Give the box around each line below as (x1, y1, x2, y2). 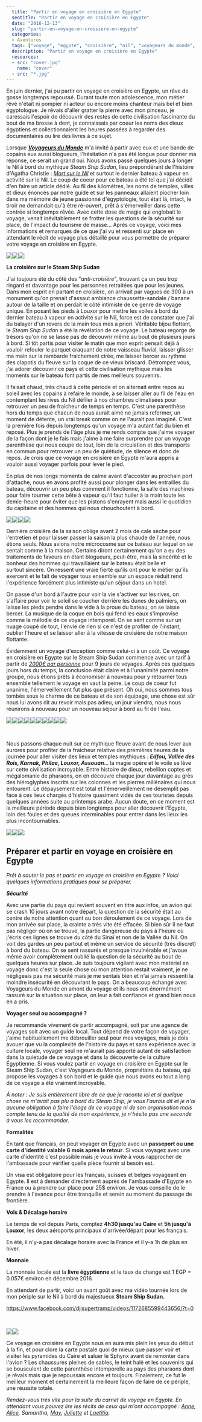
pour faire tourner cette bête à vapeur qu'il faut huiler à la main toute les (6, 491, 185, 499)
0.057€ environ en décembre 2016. (6, 1275, 93, 1282)
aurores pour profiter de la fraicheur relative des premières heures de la (6, 747, 185, 754)
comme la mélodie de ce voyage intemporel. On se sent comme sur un (6, 617, 182, 624)
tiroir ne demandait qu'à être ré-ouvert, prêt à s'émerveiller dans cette (6, 202, 180, 209)
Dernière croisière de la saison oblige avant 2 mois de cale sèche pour (6, 528, 181, 535)
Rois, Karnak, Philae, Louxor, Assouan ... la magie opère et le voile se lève (6, 759, 192, 767)
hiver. (6, 1245, 20, 1253)
